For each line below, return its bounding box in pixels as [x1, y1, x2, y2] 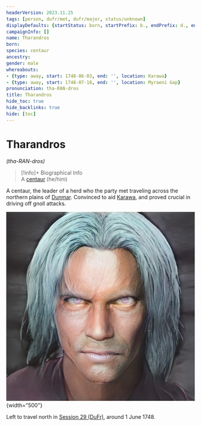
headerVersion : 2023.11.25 [6, 10, 74, 16]
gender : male [6, 60, 39, 66]
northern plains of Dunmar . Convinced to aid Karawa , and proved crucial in [6, 193, 190, 200]
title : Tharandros [6, 92, 52, 98]
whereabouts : [6, 67, 39, 73]
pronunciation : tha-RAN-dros [6, 86, 79, 92]
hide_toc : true [6, 98, 44, 104]
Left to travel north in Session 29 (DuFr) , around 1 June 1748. [6, 413, 156, 420]
